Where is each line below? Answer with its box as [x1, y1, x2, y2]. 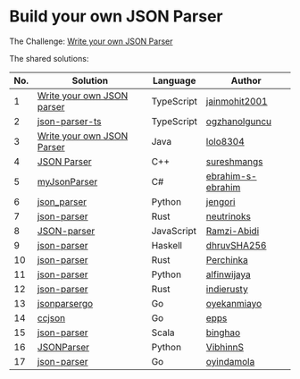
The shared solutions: [9, 53, 89, 63]
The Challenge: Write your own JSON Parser [9, 36, 173, 46]
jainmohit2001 [205, 95, 268, 107]
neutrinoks [205, 210, 252, 223]
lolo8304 [205, 135, 246, 147]
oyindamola [205, 355, 255, 367]
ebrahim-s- [205, 170, 257, 182]
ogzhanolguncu [205, 114, 272, 127]
